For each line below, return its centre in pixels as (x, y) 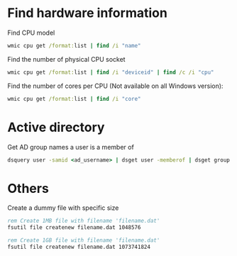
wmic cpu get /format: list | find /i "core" (74, 99)
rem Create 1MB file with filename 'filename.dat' (84, 221)
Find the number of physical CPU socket (66, 59)
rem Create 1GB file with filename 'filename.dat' (84, 240)
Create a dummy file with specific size (63, 208)
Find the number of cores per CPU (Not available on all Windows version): (115, 86)
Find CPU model (31, 33)
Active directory (56, 127)
